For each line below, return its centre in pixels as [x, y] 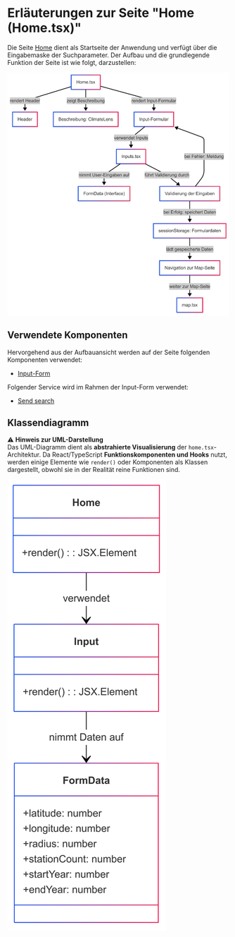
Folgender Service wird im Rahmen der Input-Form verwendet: [98, 387]
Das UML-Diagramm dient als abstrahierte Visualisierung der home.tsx [111, 447]
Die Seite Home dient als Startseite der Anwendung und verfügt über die [112, 47]
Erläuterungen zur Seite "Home [101, 13]
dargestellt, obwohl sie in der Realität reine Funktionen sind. [94, 470]
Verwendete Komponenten [68, 335]
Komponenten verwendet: [45, 359]
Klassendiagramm [48, 422]
